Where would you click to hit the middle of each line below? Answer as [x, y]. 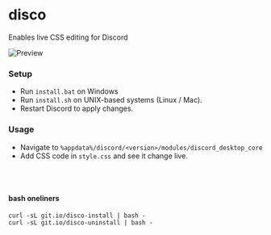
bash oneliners [34, 199]
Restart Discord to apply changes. [77, 109]
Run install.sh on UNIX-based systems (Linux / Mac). [111, 100]
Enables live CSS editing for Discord [68, 37]
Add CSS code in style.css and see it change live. [104, 156]
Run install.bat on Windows [69, 91]
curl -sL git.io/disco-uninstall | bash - [81, 222]
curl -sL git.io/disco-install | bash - [77, 216]
